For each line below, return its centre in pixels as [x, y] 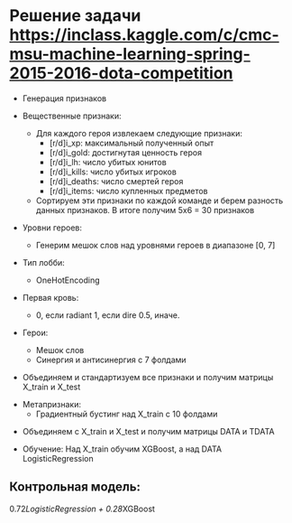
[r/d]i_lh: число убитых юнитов [108, 162]
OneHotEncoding [68, 280]
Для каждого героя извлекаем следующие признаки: [139, 133]
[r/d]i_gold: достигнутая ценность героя [126, 152]
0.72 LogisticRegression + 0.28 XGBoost [82, 509]
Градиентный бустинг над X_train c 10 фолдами [127, 414]
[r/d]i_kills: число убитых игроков [113, 172]
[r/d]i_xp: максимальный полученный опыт [132, 143]
